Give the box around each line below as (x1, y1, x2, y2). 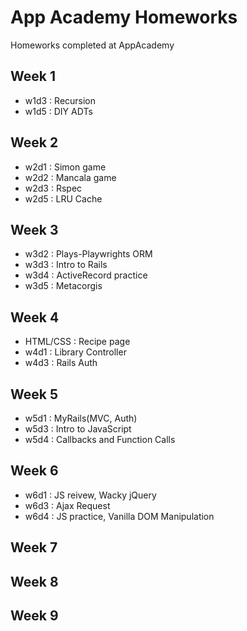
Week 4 (10, 309, 60, 326)
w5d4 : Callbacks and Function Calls (24, 434, 176, 445)
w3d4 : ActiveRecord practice (24, 269, 148, 281)
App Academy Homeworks (10, 6, 238, 29)
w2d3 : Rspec (24, 182, 83, 194)
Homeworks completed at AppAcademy (10, 39, 175, 51)
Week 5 (10, 386, 58, 403)
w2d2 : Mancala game (24, 171, 117, 183)
